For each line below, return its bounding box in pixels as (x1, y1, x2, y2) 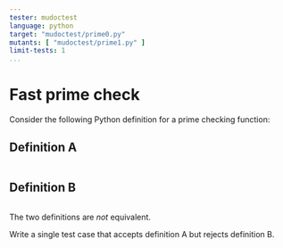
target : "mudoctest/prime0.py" (9, 29, 126, 38)
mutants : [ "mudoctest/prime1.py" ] (9, 37, 146, 47)
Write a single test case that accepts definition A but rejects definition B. (9, 228, 275, 239)
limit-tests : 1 (9, 46, 66, 55)
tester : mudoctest (9, 12, 78, 22)
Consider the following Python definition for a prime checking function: (9, 114, 271, 125)
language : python (9, 21, 74, 30)
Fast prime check (9, 85, 140, 105)
